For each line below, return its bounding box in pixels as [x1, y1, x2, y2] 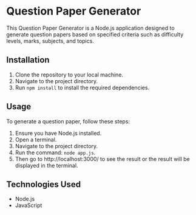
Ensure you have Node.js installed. [15, 129, 102, 137]
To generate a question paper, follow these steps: [6, 117, 130, 125]
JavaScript [15, 202, 42, 209]
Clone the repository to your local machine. [15, 71, 123, 78]
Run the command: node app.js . [15, 149, 96, 156]
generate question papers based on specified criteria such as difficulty [6, 30, 184, 38]
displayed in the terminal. [15, 162, 78, 169]
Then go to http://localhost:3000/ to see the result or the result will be [15, 155, 190, 162]
